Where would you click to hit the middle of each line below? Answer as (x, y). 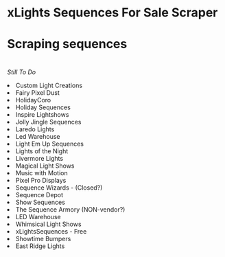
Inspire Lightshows (43, 114)
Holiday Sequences (43, 107)
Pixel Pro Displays (41, 180)
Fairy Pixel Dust (38, 92)
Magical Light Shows (45, 166)
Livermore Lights (40, 158)
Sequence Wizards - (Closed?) (59, 188)
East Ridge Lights (40, 246)
